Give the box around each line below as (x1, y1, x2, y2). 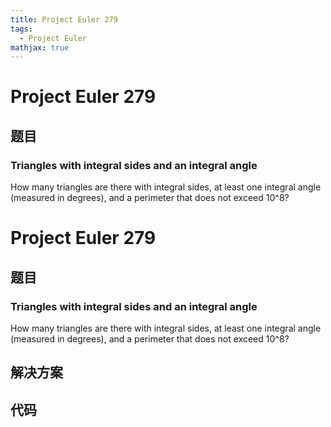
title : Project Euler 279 (10, 14, 118, 25)
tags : (10, 24, 33, 34)
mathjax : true (10, 42, 70, 53)
